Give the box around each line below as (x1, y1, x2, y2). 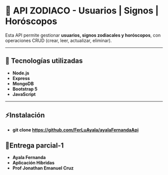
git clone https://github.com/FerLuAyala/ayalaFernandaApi (12, 126, 139, 132)
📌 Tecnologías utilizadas (5, 56, 83, 65)
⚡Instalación (5, 111, 45, 119)
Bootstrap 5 (12, 85, 37, 92)
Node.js (12, 70, 29, 76)
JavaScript (12, 91, 36, 97)
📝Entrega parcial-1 (5, 141, 64, 149)
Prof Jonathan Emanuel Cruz (12, 165, 74, 171)
